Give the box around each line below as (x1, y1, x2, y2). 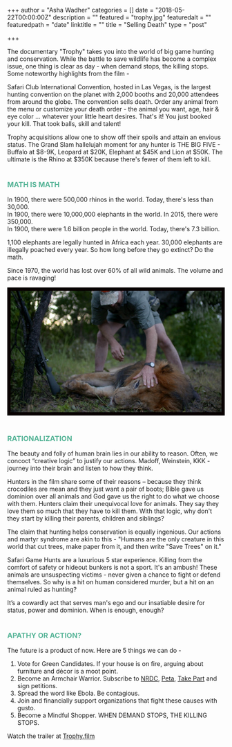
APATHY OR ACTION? (7, 630, 81, 640)
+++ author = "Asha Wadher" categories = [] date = (7, 6, 154, 14)
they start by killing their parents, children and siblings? (7, 514, 164, 522)
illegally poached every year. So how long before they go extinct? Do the (7, 246, 214, 254)
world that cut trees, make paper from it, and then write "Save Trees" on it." (7, 543, 222, 550)
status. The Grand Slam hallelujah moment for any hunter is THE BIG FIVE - (7, 141, 221, 148)
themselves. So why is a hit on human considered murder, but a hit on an (7, 578, 214, 586)
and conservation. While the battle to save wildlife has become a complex (7, 55, 217, 63)
